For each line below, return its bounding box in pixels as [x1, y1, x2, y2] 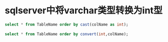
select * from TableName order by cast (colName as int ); [5, 22, 129, 27]
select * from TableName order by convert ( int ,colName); [5, 31, 129, 36]
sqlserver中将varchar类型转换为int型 [5, 5, 163, 16]
